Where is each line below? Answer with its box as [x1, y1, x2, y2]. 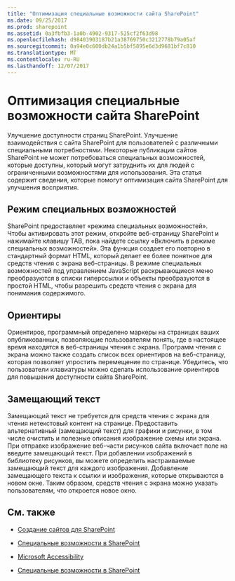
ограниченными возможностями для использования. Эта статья [7, 168, 202, 176]
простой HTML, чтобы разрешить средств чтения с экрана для [7, 281, 196, 290]
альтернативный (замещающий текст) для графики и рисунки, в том [7, 427, 213, 435]
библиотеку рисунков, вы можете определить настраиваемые [7, 457, 195, 465]
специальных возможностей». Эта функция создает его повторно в [7, 244, 210, 253]
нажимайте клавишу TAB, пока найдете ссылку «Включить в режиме [7, 236, 215, 246]
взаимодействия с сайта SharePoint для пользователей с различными [7, 138, 219, 147]
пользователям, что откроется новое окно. [7, 486, 137, 495]
